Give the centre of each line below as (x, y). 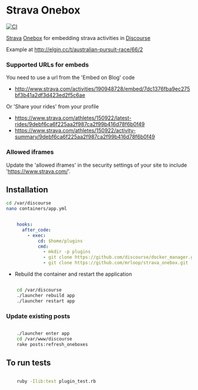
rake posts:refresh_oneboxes (52, 344)
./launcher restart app (46, 301)
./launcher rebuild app (46, 295)
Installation (27, 189)
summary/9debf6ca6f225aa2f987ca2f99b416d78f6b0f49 (85, 137)
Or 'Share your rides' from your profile (52, 107)
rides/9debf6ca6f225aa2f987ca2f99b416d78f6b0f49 (80, 124)
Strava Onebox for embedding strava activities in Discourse (78, 38)
